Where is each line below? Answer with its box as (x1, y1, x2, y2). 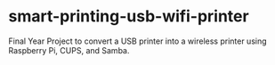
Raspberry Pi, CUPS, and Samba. (8, 45, 130, 55)
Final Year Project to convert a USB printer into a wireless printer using (8, 36, 268, 46)
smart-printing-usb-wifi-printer (8, 6, 250, 27)
